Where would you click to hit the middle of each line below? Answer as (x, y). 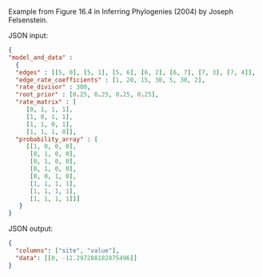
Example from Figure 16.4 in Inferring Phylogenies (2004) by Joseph (121, 12)
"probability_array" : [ (57, 139)
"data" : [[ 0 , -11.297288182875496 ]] (76, 258)
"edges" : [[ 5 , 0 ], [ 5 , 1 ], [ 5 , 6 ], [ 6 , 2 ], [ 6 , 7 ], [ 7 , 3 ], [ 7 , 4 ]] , (135, 72)
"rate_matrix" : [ (46, 102)
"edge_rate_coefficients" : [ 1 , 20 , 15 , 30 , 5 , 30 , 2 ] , (111, 80)
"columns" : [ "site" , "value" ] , (67, 251)
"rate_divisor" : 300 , (53, 87)
